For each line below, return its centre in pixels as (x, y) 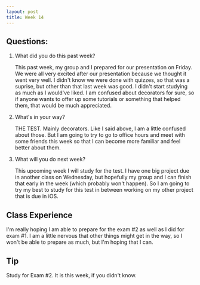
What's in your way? (40, 117)
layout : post (22, 12)
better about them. (38, 148)
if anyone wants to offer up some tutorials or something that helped (98, 99)
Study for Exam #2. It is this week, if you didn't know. (71, 275)
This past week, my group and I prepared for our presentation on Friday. (104, 68)
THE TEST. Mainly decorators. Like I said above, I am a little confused (100, 128)
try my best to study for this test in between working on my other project (104, 190)
